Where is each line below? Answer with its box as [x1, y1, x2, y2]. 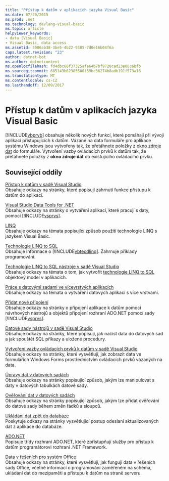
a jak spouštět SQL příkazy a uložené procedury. [5, 336, 106, 342]
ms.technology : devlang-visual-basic [5, 21, 85, 27]
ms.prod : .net [5, 17, 35, 22]
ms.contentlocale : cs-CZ [5, 78, 58, 83]
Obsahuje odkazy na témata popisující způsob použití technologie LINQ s [5, 228, 157, 234]
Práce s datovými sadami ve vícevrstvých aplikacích [5, 284, 114, 290]
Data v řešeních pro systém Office [5, 454, 77, 460]
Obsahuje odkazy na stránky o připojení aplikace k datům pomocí [5, 304, 141, 311]
